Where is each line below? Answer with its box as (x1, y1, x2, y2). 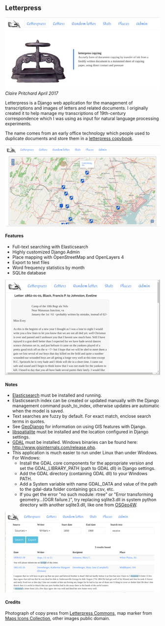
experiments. (5, 120, 32, 127)
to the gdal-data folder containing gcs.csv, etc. (19, 486, 114, 492)
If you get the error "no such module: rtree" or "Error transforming (19, 491, 154, 497)
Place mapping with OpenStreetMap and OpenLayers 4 (12, 254, 124, 260)
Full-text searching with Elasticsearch (12, 244, 88, 250)
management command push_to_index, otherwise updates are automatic (12, 403, 160, 409)
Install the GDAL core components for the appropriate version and (19, 460, 153, 466)
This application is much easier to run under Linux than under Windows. (12, 450, 158, 456)
